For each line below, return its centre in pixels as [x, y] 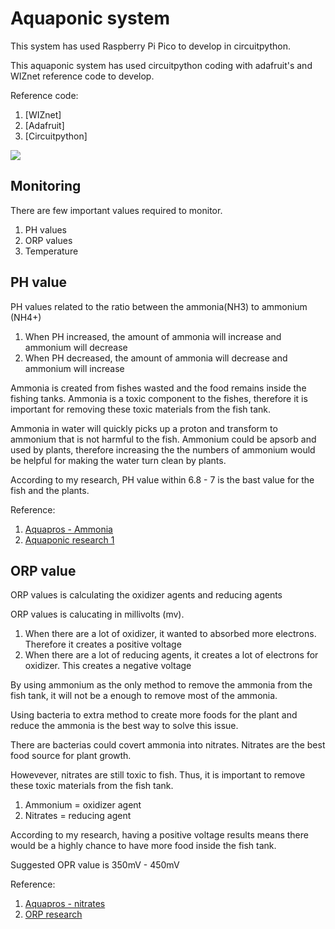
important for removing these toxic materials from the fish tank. [140, 409]
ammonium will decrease [76, 347]
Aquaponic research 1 [69, 539]
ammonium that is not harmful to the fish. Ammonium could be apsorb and [163, 439]
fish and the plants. [50, 490]
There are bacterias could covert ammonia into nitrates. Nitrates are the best [168, 745]
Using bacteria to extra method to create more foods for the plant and [154, 715]
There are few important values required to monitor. [116, 210]
